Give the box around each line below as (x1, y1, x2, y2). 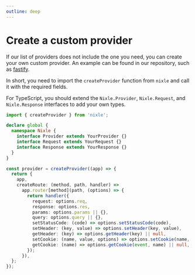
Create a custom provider (6, 33, 133, 47)
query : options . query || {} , (32, 215, 104, 221)
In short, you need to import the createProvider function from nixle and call (6, 77, 190, 84)
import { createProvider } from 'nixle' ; (6, 112, 109, 118)
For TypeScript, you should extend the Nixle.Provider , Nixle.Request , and (6, 94, 186, 101)
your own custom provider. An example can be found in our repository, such (6, 59, 190, 66)
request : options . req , (32, 198, 88, 204)
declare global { (6, 122, 49, 129)
